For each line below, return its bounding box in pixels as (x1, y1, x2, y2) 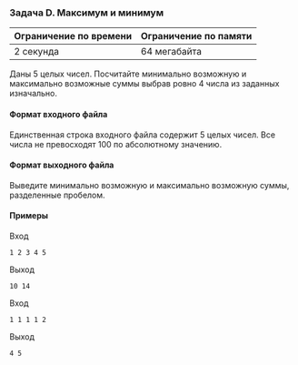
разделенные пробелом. (9, 189, 106, 200)
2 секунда (14, 46, 60, 58)
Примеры (9, 210, 48, 221)
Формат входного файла (9, 108, 108, 119)
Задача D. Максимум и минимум (9, 6, 164, 19)
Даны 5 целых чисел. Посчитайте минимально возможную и (9, 68, 247, 79)
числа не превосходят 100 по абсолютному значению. (9, 138, 223, 149)
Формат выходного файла (9, 159, 114, 170)
